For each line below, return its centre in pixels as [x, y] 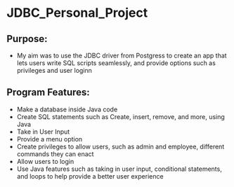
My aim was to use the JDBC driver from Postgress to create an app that [122, 55]
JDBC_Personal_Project [77, 13]
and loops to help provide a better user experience [90, 176]
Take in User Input [43, 132]
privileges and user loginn [54, 70]
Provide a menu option [50, 139]
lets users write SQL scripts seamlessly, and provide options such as [116, 63]
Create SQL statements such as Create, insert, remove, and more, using [121, 116]
